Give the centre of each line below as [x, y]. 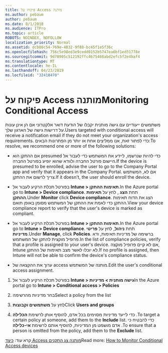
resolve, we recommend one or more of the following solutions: [71, 146]
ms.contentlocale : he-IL [31, 66]
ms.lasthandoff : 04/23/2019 [35, 71]
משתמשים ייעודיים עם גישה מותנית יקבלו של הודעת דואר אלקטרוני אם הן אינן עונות [83, 125]
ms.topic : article [24, 33]
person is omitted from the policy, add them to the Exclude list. [77, 330]
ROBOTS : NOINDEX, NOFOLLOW [33, 38]
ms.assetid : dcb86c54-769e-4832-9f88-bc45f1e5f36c [59, 47]
